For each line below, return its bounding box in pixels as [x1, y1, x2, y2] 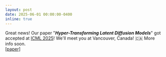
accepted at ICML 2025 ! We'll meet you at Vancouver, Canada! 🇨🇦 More [5, 35, 155, 41]
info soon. [5, 41, 26, 47]
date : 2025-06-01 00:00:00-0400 [5, 12, 72, 17]
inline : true [5, 16, 32, 21]
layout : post [5, 7, 32, 12]
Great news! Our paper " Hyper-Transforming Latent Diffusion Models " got [5, 30, 161, 36]
